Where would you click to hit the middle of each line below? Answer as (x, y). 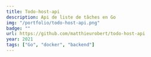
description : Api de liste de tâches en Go (61, 17)
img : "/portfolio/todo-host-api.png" (53, 23)
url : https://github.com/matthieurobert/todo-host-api (76, 34)
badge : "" (19, 28)
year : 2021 (20, 39)
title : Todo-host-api (33, 12)
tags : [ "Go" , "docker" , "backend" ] (50, 45)
